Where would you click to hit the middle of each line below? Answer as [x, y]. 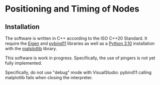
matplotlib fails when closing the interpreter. [49, 78]
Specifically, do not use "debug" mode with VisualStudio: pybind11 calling [78, 72]
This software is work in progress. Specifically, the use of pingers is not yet [80, 58]
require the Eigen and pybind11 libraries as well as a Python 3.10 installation [80, 43]
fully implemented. [24, 63]
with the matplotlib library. [31, 49]
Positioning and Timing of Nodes [72, 9]
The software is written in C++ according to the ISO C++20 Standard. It [76, 38]
